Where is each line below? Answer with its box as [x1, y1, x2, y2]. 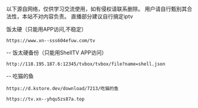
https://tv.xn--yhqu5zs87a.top [6, 96, 85, 102]
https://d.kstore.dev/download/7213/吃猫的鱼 [6, 86, 119, 92]
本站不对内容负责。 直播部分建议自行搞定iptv [22, 13, 134, 20]
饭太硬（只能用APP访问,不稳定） [6, 26, 87, 33]
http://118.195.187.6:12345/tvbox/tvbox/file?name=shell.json [6, 61, 166, 67]
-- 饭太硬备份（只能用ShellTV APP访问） [6, 49, 107, 56]
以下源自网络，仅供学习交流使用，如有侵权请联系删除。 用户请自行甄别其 [6, 5, 187, 12]
